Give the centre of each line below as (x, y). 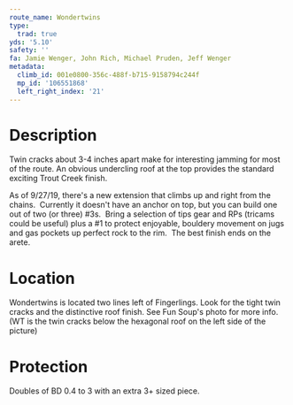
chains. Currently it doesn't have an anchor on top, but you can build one (143, 205)
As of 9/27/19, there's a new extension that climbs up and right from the (140, 195)
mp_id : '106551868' (53, 83)
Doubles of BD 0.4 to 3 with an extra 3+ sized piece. (105, 391)
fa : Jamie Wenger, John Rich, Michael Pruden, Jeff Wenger (120, 58)
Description (53, 135)
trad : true (37, 34)
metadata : (27, 67)
